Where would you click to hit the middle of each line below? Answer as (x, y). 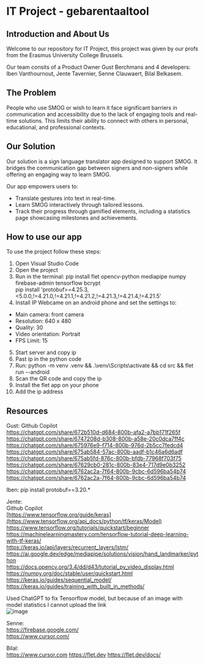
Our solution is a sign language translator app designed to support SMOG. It (102, 161)
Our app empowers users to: (42, 186)
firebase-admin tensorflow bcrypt (58, 283)
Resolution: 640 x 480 (43, 321)
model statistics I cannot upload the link (57, 605)
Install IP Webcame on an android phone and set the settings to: (96, 303)
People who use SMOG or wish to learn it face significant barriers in (92, 107)
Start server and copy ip (46, 353)
